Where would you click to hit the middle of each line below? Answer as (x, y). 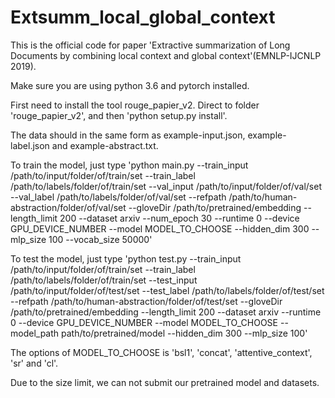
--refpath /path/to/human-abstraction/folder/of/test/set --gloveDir (146, 301)
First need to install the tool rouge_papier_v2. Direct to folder (135, 105)
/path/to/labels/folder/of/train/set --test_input (104, 280)
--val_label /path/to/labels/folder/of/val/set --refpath (118, 197)
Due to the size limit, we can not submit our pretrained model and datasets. (165, 382)
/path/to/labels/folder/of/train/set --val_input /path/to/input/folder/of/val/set (166, 186)
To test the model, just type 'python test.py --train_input (126, 258)
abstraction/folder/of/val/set (68, 207)
